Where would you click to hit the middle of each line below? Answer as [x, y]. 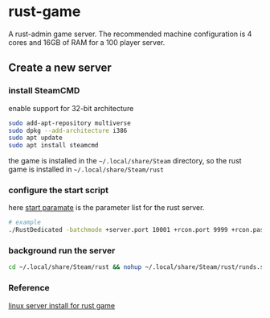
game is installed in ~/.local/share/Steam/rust [86, 169]
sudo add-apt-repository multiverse [70, 123]
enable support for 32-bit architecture [71, 108]
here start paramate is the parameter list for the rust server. [106, 208]
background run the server [62, 250]
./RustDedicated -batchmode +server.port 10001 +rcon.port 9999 [118, 230]
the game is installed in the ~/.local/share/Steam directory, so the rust [125, 161]
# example [25, 223]
